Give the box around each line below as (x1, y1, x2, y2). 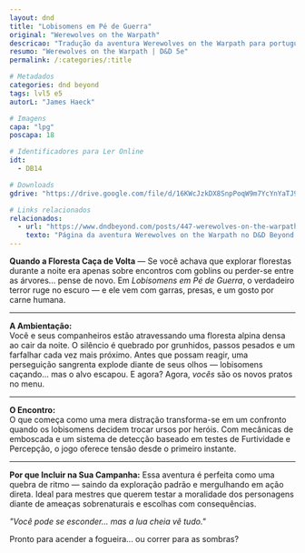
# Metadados (9, 72, 54, 82)
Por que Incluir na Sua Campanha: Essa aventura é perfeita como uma (9, 469, 275, 480)
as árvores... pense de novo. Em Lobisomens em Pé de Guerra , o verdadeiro (9, 275, 295, 286)
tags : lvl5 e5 (9, 88, 64, 98)
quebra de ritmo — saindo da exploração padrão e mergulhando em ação (9, 479, 284, 489)
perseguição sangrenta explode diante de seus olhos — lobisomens (9, 359, 263, 369)
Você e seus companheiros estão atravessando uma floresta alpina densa (9, 330, 286, 341)
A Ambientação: (9, 320, 73, 331)
